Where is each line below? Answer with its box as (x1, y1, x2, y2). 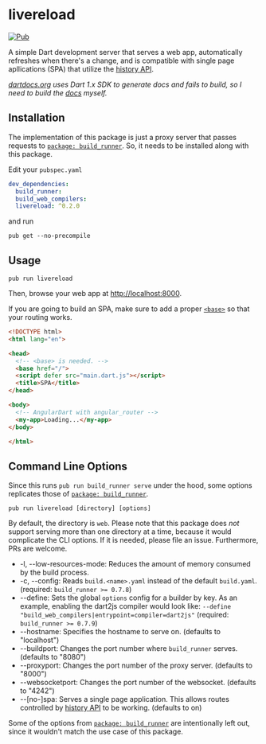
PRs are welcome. (8, 543, 68, 554)
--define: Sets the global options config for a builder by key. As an (19, 593, 237, 602)
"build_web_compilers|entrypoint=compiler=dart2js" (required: (19, 610, 229, 620)
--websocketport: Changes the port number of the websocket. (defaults (19, 678, 256, 688)
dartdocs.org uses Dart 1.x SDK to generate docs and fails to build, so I (8, 80, 242, 89)
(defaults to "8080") (19, 652, 86, 662)
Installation (8, 111, 65, 125)
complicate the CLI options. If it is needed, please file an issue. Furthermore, (8, 536, 259, 545)
